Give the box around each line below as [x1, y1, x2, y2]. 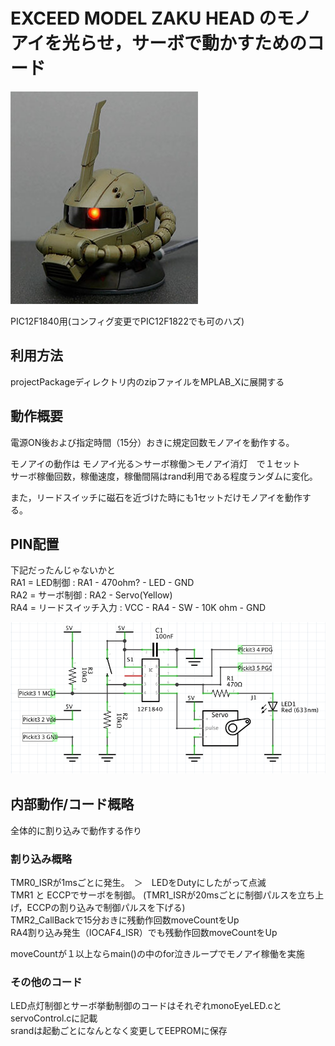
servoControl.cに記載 [10, 1012, 98, 1024]
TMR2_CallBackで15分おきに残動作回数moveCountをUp [10, 914, 240, 926]
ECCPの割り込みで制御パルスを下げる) [26, 901, 186, 913]
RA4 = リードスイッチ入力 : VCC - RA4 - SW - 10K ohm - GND [10, 602, 267, 614]
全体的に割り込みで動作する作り [10, 824, 142, 836]
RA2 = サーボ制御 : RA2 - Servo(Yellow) [10, 589, 173, 601]
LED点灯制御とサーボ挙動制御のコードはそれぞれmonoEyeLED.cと [10, 1000, 282, 1012]
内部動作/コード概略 [10, 796, 135, 813]
